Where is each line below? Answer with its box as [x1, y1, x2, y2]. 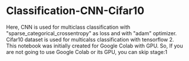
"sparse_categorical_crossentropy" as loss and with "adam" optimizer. [6, 29, 177, 36]
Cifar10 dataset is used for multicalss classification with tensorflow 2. [6, 36, 174, 43]
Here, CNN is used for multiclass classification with [6, 23, 131, 30]
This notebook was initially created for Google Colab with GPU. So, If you [6, 42, 184, 49]
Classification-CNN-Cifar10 [6, 4, 145, 18]
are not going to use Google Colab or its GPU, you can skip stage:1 [6, 48, 168, 55]
